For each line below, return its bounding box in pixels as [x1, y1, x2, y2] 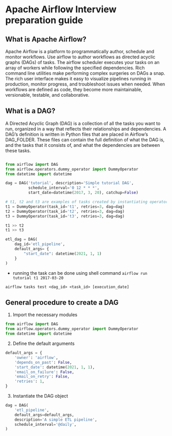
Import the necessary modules [12, 312, 78, 318]
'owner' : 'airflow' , [14, 355, 58, 360]
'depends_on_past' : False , [14, 360, 72, 365]
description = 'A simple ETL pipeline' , [14, 417, 97, 422]
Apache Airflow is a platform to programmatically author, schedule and [5, 49, 155, 54]
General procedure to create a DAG [5, 298, 119, 307]
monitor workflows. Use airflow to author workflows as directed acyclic [5, 54, 156, 60]
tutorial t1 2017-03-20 [12, 275, 64, 280]
